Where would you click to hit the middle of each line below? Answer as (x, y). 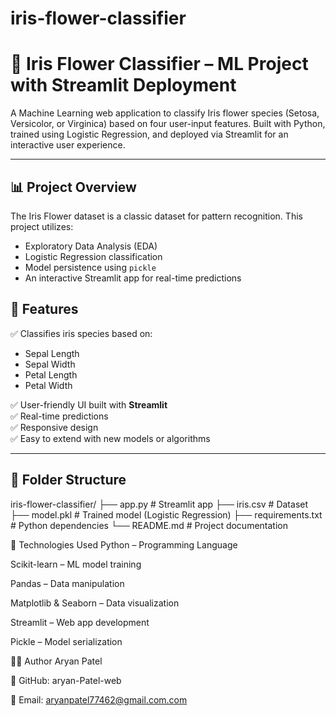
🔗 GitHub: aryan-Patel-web (66, 680)
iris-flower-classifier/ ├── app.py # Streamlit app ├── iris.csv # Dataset (159, 504)
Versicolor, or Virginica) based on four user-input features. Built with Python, (168, 124)
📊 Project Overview (73, 187)
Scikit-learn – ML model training (76, 564)
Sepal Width (50, 364)
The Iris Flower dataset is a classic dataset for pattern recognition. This (156, 216)
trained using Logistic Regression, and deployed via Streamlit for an (149, 134)
